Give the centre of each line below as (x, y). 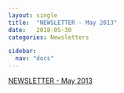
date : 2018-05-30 (40, 30)
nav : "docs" (35, 59)
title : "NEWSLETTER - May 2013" (63, 23)
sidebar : (22, 52)
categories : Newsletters (49, 37)
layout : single (33, 15)
